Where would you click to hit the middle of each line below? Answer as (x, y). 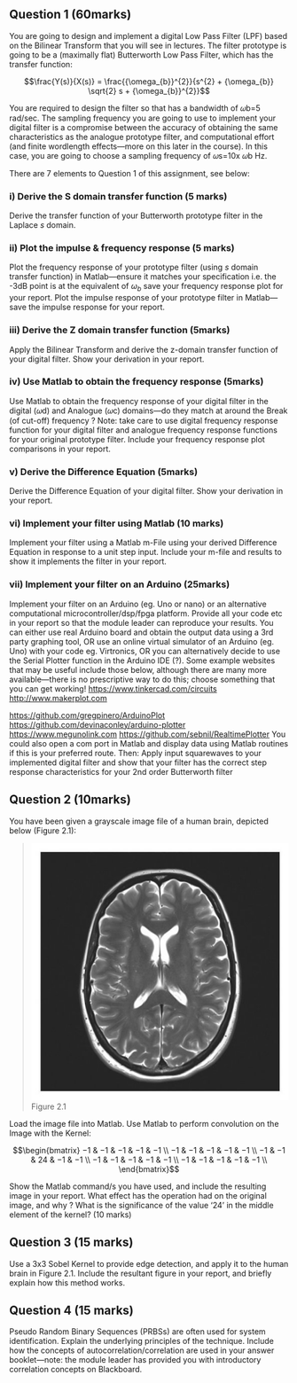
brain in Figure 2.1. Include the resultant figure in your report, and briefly (141, 1273)
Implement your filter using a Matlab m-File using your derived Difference (143, 543)
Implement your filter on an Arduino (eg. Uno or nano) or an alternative (138, 604)
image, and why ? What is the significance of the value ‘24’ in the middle (141, 1205)
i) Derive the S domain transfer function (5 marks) (118, 196)
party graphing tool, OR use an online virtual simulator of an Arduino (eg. (142, 641)
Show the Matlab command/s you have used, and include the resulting (138, 1186)
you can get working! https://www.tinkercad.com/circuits (113, 688)
